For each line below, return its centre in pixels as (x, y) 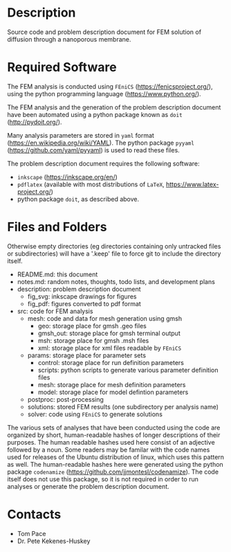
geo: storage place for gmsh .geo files (92, 326)
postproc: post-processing (65, 399)
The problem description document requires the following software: (103, 163)
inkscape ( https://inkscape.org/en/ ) (67, 177)
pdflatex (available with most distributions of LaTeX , (91, 184)
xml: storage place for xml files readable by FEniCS (110, 348)
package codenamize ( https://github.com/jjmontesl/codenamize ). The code (113, 472)
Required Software (62, 68)
